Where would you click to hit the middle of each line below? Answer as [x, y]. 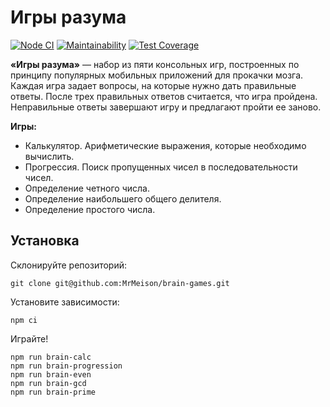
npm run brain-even [51, 374]
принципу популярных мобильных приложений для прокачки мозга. [157, 75]
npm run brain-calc [51, 357]
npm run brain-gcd [48, 383]
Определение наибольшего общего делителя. [123, 198]
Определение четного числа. [87, 188]
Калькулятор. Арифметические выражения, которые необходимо [165, 145]
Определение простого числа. [90, 209]
